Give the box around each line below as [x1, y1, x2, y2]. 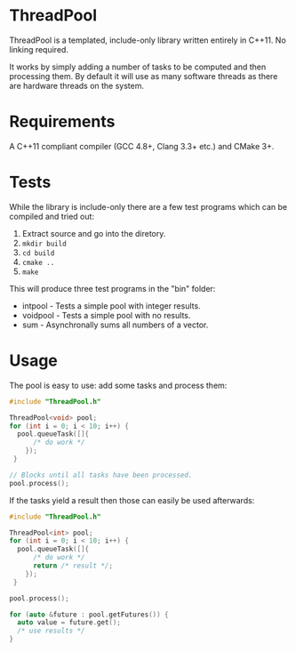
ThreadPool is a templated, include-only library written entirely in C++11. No [9, 35, 286, 45]
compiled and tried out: [9, 211, 95, 221]
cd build [21, 248, 55, 258]
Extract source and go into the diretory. [21, 228, 166, 238]
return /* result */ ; [32, 561, 114, 570]
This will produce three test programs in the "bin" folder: [9, 283, 216, 294]
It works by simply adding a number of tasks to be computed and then [9, 61, 267, 72]
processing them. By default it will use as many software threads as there [9, 70, 278, 81]
